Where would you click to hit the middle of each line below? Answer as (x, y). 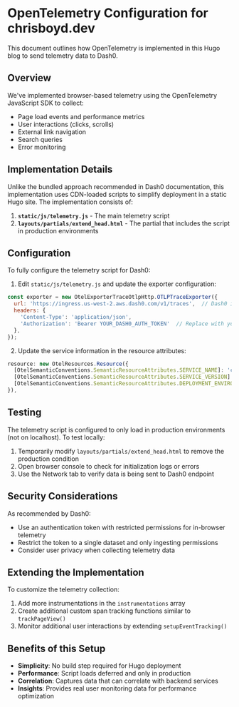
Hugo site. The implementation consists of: (70, 202)
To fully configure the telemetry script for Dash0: (79, 270)
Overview (30, 78)
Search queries (40, 139)
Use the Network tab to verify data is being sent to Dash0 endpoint (116, 474)
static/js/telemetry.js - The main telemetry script (94, 215)
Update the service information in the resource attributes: (102, 350)
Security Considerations (63, 496)
